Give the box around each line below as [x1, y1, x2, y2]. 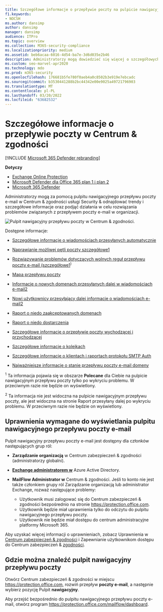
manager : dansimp [5, 30, 40, 34]
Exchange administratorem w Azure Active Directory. [12, 467, 120, 473]
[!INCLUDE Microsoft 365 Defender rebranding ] [5, 155, 100, 161]
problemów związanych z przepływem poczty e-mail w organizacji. [5, 209, 140, 215]
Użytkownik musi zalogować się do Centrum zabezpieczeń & [19, 496, 142, 502]
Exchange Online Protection [12, 174, 68, 180]
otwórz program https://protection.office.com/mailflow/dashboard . [15, 601, 149, 607]
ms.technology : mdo [5, 66, 45, 71]
